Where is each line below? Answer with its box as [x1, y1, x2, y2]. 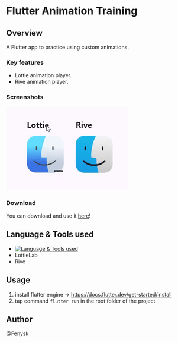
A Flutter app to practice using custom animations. [6, 43, 129, 51]
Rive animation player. [14, 78, 69, 86]
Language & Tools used [6, 229, 94, 240]
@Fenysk [6, 330, 29, 337]
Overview [6, 28, 43, 38]
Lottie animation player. [14, 72, 72, 79]
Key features [6, 58, 44, 67]
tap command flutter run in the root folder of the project [14, 297, 156, 304]
